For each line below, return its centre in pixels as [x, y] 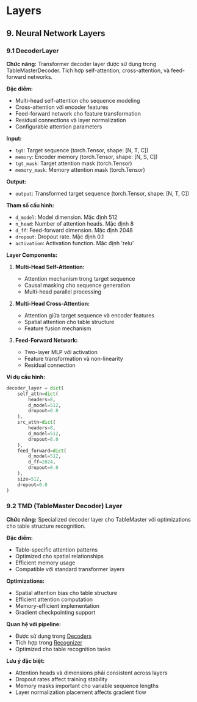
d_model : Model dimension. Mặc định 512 [66, 217]
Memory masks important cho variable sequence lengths [87, 685]
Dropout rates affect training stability [61, 679]
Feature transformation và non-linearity [73, 358]
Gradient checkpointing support [55, 612]
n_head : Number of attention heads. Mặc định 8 [74, 223]
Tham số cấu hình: [30, 205]
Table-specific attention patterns [56, 549]
